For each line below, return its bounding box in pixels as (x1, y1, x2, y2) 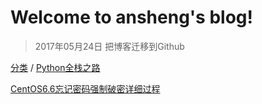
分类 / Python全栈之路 (10, 61, 101, 73)
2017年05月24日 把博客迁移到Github (34, 40, 185, 52)
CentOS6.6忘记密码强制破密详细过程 (10, 82, 161, 95)
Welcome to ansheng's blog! (10, 6, 253, 29)
